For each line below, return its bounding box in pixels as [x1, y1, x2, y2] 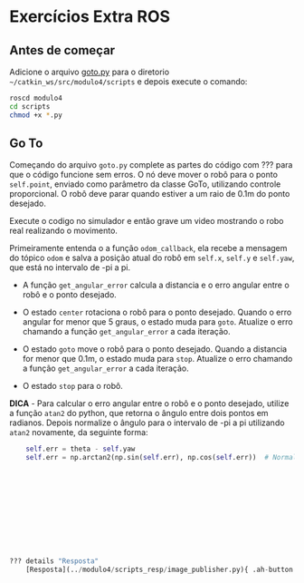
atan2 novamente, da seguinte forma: [9, 427, 148, 438]
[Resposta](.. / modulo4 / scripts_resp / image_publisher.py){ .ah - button [25, 565, 294, 575]
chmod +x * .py [9, 111, 63, 120]
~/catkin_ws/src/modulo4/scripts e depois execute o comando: [9, 76, 248, 87]
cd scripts [9, 102, 51, 111]
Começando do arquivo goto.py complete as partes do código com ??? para [9, 160, 293, 170]
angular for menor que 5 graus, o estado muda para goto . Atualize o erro [22, 316, 293, 327]
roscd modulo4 [9, 93, 63, 102]
